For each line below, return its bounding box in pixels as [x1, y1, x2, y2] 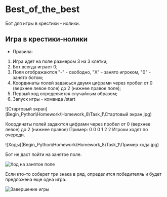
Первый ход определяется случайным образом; [12, 90, 118, 97]
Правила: [12, 48, 33, 54]
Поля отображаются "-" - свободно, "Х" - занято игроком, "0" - [12, 69, 151, 75]
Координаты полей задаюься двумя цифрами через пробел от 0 [12, 80, 153, 86]
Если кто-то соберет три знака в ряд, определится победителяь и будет [5, 171, 162, 177]
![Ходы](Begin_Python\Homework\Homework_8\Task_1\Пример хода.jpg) [5, 141, 159, 147]
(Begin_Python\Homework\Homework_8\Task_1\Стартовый [5, 111, 129, 117]
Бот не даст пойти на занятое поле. [5, 151, 82, 157]
